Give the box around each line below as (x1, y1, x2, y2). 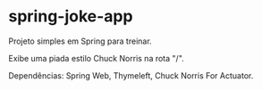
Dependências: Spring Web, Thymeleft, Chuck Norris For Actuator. (8, 70, 254, 81)
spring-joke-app (8, 6, 133, 27)
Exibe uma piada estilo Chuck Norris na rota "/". (8, 53, 184, 63)
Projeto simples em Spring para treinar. (8, 36, 153, 46)
